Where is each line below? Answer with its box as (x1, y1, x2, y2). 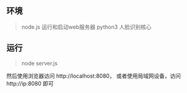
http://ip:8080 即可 (6, 80, 54, 87)
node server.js (21, 59, 58, 67)
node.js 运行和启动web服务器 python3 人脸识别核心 (21, 23, 152, 31)
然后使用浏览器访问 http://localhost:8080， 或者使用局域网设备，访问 (6, 72, 181, 80)
